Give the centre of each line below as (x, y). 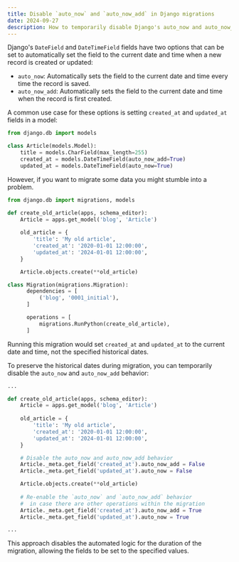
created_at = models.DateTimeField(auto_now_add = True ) (103, 159)
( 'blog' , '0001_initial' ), (79, 298)
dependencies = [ (52, 291)
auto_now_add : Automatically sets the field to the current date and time (120, 91)
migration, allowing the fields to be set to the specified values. (99, 551)
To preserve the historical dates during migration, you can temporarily (110, 365)
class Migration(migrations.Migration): (68, 285)
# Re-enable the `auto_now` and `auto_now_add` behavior (106, 497)
